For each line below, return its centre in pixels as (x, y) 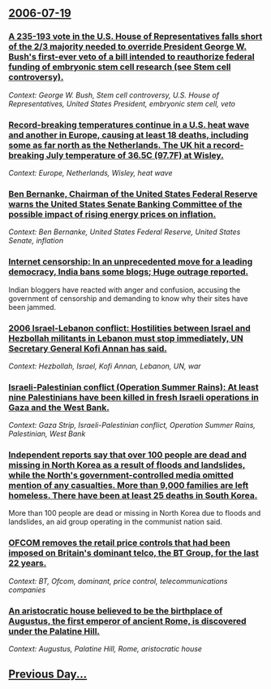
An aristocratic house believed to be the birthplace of (116, 611)
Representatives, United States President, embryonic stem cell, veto (122, 103)
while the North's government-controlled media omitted (121, 475)
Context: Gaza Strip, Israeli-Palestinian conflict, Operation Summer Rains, (132, 425)
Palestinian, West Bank (47, 434)
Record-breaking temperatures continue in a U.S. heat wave (129, 124)
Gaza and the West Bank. (59, 408)
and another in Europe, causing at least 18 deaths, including (129, 135)
